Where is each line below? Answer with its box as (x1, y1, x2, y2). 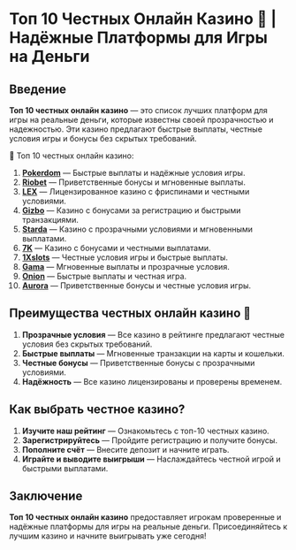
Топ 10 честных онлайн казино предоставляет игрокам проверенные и (9, 512, 282, 523)
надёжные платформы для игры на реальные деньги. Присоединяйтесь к (9, 522, 288, 532)
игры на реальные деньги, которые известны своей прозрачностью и (9, 115, 274, 125)
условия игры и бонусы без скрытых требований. (9, 134, 197, 143)
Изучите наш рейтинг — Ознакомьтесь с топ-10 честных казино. (21, 425, 269, 436)
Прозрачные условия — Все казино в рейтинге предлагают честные (21, 329, 285, 340)
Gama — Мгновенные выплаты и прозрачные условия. (21, 262, 230, 271)
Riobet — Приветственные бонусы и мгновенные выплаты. (21, 177, 246, 187)
